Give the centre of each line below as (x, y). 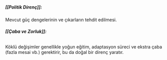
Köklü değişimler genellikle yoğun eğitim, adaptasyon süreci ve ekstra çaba (84, 47)
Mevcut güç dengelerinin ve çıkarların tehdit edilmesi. (61, 20)
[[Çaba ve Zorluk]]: (26, 31)
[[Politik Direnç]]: (24, 7)
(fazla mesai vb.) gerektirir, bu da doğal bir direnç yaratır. (65, 52)
